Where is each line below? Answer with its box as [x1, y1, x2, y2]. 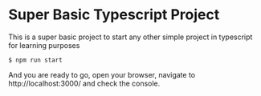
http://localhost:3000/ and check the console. [8, 78, 161, 88]
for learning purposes [8, 40, 80, 50]
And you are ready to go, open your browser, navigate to [8, 70, 195, 79]
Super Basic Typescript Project [8, 6, 220, 24]
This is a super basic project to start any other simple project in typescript [8, 32, 253, 42]
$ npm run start [8, 56, 63, 64]
